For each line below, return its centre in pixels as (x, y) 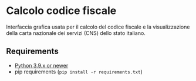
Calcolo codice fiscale (61, 11)
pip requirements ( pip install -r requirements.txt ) (78, 72)
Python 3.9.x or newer (41, 65)
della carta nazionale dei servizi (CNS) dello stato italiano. (76, 33)
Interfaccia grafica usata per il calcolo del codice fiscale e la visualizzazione (98, 27)
